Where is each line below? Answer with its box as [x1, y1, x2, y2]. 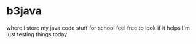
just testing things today [6, 30, 68, 37]
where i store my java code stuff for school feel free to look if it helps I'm [6, 24, 190, 31]
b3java [6, 4, 42, 18]
